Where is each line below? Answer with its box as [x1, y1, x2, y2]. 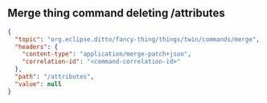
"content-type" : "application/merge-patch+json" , [22, 50, 192, 59]
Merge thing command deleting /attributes [7, 6, 226, 20]
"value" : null [14, 80, 62, 88]
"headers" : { [14, 43, 59, 51]
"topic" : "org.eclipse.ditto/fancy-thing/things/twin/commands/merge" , [14, 35, 261, 43]
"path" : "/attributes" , [14, 72, 94, 81]
